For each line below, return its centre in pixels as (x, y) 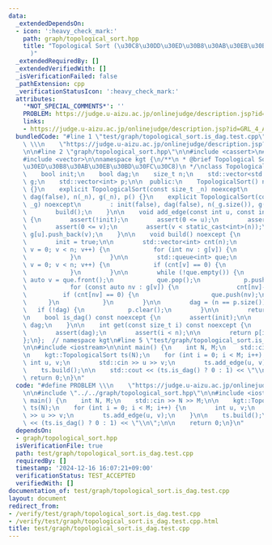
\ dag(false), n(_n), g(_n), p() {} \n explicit (110, 197)
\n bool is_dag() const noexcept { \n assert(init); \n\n (137, 317)
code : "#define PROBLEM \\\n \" (76, 385)
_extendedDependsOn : (50, 24)
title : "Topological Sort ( (70, 46)
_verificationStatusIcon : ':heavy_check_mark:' (98, 91)
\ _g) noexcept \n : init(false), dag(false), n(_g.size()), (139, 204)
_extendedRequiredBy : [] (57, 62)
